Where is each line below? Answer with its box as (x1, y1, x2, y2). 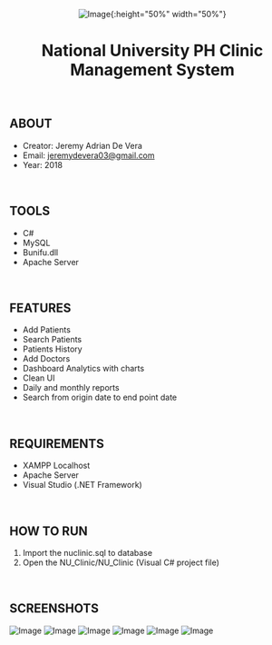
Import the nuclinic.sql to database (22, 548, 152, 558)
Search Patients (22, 334, 83, 345)
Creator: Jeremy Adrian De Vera (22, 140, 143, 151)
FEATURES (9, 300, 72, 315)
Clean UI (22, 372, 55, 383)
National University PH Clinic (41, 41, 264, 61)
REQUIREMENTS (9, 436, 104, 451)
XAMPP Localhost (22, 460, 91, 471)
